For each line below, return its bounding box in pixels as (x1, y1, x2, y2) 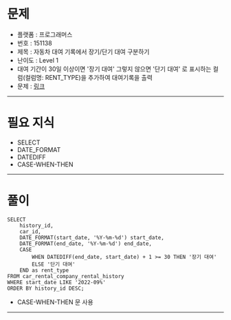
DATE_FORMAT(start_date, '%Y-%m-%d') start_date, (19, 234, 165, 241)
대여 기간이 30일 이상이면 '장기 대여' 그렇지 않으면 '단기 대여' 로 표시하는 (16, 65, 212, 73)
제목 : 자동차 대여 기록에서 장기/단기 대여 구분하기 (16, 47, 150, 56)
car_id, (19, 228, 41, 235)
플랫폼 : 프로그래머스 (16, 30, 73, 39)
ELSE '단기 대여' (32, 261, 76, 268)
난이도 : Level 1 (16, 56, 58, 64)
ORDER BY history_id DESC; (7, 285, 85, 292)
